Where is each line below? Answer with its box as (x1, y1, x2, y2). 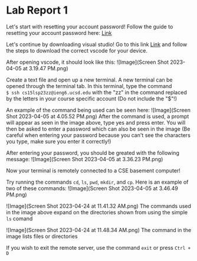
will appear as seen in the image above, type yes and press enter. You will (6, 119, 186, 126)
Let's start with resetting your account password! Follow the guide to (6, 23, 173, 30)
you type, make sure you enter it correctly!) (6, 138, 111, 145)
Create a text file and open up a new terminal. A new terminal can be (6, 76, 173, 83)
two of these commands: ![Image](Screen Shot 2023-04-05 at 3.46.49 (6, 184, 179, 192)
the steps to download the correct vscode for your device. (6, 47, 148, 54)
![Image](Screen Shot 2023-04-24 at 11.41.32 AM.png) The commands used (6, 202, 192, 210)
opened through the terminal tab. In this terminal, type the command (6, 82, 172, 89)
